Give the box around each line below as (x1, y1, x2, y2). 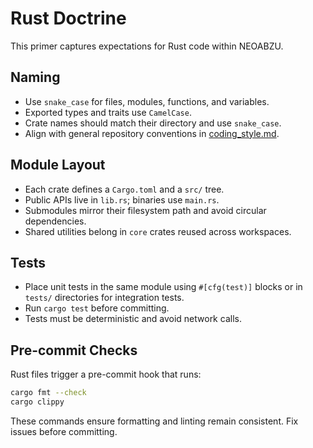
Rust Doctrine (10, 7, 127, 30)
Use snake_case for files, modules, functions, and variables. (24, 95, 270, 107)
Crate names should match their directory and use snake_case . (24, 117, 282, 129)
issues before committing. (10, 425, 118, 437)
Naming (10, 69, 61, 86)
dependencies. (24, 215, 87, 227)
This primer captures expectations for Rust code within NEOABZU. (10, 40, 284, 52)
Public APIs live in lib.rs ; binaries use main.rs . (24, 193, 220, 206)
